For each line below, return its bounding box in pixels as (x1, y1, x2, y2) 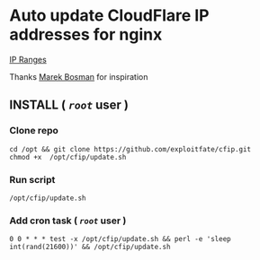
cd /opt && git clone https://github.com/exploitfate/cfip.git (9, 144, 252, 153)
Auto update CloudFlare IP (9, 5, 210, 26)
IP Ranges (9, 54, 47, 65)
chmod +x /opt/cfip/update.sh (9, 152, 127, 161)
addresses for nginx (9, 24, 163, 45)
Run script (9, 173, 56, 186)
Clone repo (9, 125, 58, 137)
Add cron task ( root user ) (9, 214, 127, 227)
